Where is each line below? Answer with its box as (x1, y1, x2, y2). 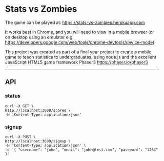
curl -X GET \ (5, 103, 34, 108)
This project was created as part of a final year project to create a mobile (5, 49, 152, 55)
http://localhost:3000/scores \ (5, 108, 71, 113)
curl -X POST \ (5, 134, 36, 140)
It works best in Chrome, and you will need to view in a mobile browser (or (5, 29, 155, 35)
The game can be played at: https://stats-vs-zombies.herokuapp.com (5, 20, 145, 25)
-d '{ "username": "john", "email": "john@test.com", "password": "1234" (5, 147, 159, 152)
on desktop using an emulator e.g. (5, 34, 74, 40)
